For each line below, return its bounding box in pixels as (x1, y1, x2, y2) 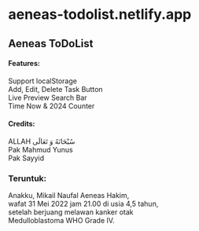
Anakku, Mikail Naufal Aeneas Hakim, (8, 191, 130, 200)
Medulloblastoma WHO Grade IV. (8, 216, 116, 225)
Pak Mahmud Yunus (8, 145, 73, 154)
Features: (8, 59, 41, 68)
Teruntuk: (8, 173, 47, 184)
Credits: (8, 119, 35, 129)
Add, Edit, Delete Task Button (8, 84, 104, 93)
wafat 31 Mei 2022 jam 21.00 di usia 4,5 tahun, (8, 199, 159, 209)
